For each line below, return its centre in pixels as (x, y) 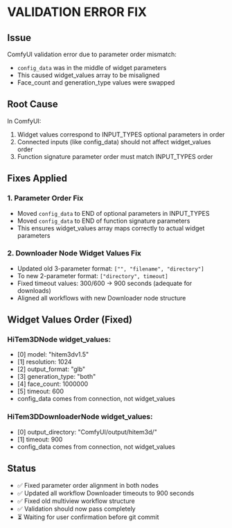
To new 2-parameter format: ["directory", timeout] (92, 275)
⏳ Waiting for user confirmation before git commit (88, 517)
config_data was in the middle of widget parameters (92, 68)
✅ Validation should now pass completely (77, 509)
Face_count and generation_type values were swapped (96, 83)
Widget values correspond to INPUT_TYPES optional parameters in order (121, 134)
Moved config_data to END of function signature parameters (104, 221)
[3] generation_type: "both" (56, 377)
